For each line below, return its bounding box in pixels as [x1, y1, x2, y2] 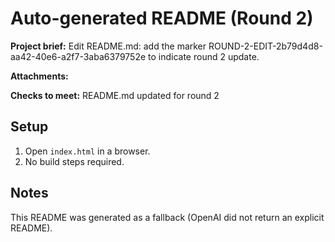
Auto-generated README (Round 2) [10, 7, 314, 30]
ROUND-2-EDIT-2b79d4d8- [208, 40, 323, 52]
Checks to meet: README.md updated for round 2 [10, 89, 220, 101]
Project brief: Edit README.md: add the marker [10, 40, 207, 52]
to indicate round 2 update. [148, 50, 260, 62]
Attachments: [10, 70, 69, 82]
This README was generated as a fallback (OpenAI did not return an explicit [10, 211, 325, 223]
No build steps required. [24, 155, 125, 167]
